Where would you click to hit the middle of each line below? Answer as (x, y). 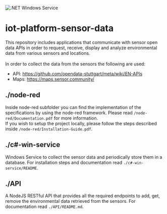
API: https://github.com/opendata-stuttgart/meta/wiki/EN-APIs (77, 74)
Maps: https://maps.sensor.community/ (53, 79)
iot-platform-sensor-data (60, 28)
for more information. (76, 118)
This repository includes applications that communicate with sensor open (81, 42)
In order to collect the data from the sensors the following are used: (75, 64)
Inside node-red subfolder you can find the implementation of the (73, 107)
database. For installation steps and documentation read (64, 162)
